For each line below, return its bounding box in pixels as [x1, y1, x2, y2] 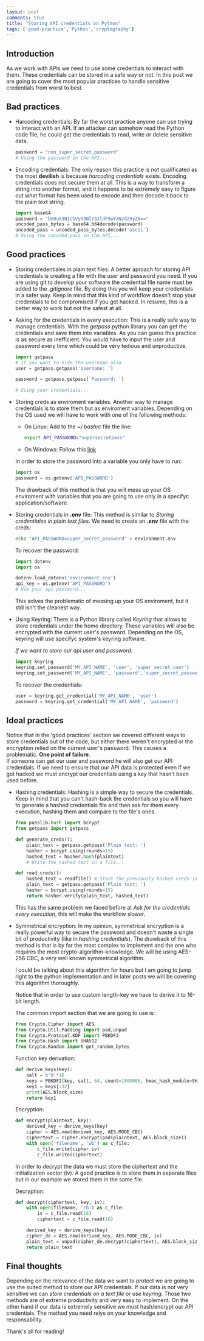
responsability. [6, 1316, 43, 1323]
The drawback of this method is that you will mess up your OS [15, 486, 171, 494]
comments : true [6, 15, 45, 21]
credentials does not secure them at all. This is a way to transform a [15, 179, 185, 186]
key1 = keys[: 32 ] [26, 1083, 70, 1089]
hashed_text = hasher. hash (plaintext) [26, 854, 124, 860]
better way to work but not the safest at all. [15, 304, 123, 311]
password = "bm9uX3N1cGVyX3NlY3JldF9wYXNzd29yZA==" [15, 216, 149, 222]
